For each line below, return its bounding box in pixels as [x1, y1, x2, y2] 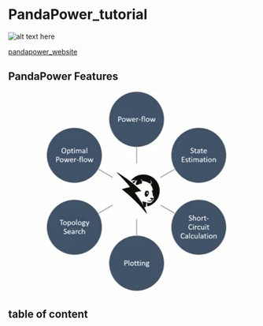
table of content [8, 308, 88, 321]
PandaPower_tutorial [8, 6, 148, 24]
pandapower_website [8, 47, 78, 56]
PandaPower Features [8, 69, 119, 84]
